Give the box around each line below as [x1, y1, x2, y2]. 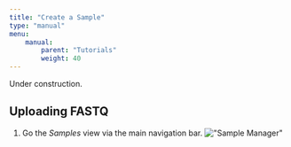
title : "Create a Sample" [9, 12, 105, 22]
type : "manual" [9, 21, 66, 30]
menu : [9, 29, 29, 38]
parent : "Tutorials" [41, 46, 117, 55]
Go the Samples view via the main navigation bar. [21, 128, 203, 138]
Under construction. [9, 79, 83, 89]
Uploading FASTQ [9, 104, 109, 120]
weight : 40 [41, 54, 82, 63]
